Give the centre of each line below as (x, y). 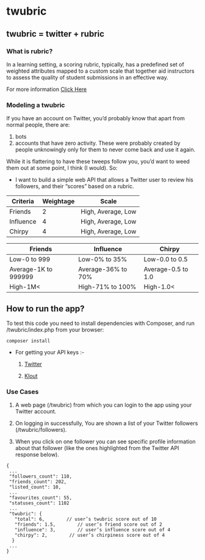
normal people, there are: (38, 125)
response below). (37, 455)
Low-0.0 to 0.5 (166, 260)
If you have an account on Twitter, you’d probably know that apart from (95, 118)
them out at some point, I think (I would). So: (62, 168)
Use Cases (23, 391)
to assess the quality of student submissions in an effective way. (88, 77)
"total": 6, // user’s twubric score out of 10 (85, 519)
